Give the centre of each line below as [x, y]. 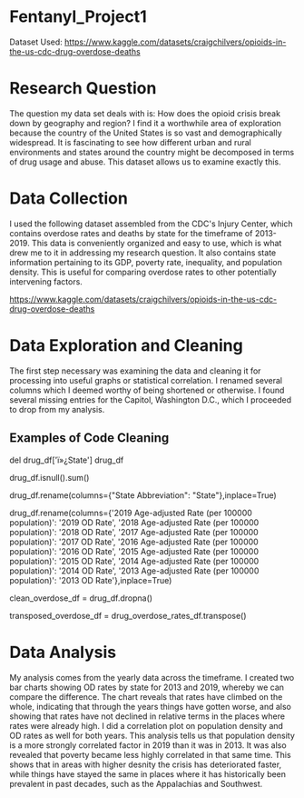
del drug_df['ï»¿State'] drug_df [67, 460]
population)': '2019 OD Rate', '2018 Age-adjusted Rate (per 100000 [134, 522]
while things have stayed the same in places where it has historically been [148, 773]
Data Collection [69, 199]
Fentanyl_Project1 [78, 17]
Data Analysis [63, 652]
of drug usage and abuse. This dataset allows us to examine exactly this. [145, 162]
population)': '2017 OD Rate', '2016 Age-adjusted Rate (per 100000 [134, 542]
